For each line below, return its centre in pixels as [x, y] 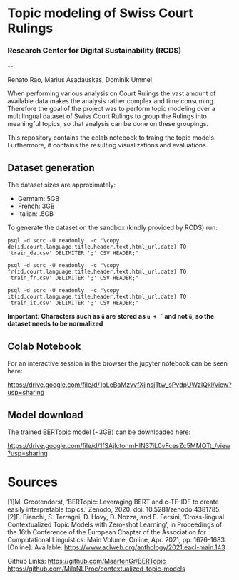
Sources [33, 482]
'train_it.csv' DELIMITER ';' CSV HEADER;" [73, 303]
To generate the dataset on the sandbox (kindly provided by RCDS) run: [112, 228]
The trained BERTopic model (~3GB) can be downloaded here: [99, 432]
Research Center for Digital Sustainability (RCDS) [95, 51]
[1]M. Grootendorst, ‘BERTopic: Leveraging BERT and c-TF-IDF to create [113, 502]
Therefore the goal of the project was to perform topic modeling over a [111, 109]
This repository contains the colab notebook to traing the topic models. [112, 138]
